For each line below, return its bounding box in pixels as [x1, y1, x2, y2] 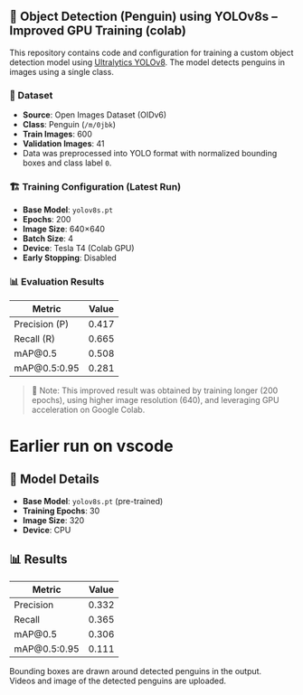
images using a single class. [9, 66, 115, 77]
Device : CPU [22, 524, 71, 535]
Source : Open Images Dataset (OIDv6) [22, 109, 167, 120]
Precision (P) [14, 317, 70, 330]
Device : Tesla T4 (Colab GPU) [22, 243, 135, 254]
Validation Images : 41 [22, 138, 105, 149]
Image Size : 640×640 [22, 223, 106, 235]
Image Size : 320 [22, 514, 85, 525]
